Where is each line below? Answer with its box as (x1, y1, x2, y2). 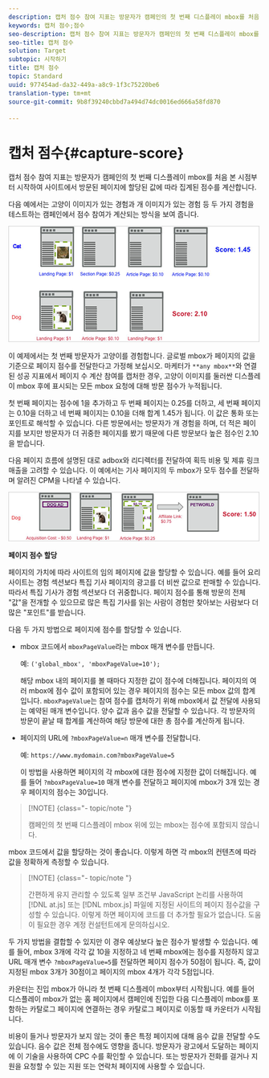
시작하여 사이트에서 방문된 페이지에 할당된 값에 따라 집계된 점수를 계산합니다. (16, 182, 257, 192)
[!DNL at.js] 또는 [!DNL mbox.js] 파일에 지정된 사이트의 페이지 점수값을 (27, 900, 252, 909)
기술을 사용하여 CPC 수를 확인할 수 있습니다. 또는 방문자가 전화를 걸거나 (25, 1051, 250, 1061)
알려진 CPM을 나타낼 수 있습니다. (16, 476, 120, 485)
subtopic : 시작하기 (8, 55, 67, 63)
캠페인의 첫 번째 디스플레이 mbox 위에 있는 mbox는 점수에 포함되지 (27, 820, 238, 830)
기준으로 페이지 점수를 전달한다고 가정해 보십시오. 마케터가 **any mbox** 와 (8, 361, 243, 371)
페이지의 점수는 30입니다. (28, 787, 108, 797)
